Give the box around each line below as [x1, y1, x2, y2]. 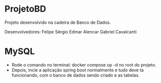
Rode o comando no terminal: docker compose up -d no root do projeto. [11, 62, 157, 67]
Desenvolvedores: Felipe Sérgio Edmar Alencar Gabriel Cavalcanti [4, 29, 137, 34]
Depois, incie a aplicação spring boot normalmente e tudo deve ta [11, 67, 144, 73]
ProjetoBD [4, 3, 47, 15]
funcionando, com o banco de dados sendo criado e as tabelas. [11, 72, 140, 78]
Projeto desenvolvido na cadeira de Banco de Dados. [4, 19, 111, 25]
